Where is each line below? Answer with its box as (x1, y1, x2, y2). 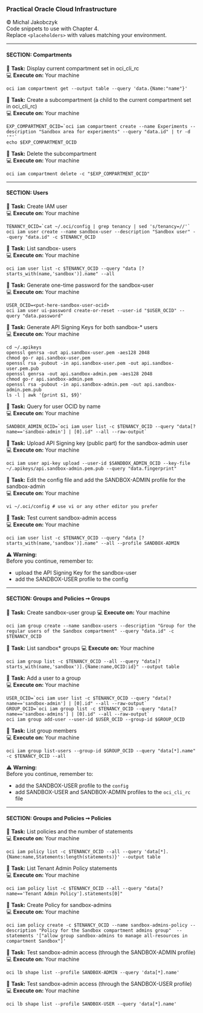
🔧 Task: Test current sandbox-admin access (6, 514, 117, 521)
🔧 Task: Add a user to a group (6, 674, 82, 681)
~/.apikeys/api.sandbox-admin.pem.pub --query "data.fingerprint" (6, 466, 177, 472)
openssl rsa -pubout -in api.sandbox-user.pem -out (6, 360, 139, 366)
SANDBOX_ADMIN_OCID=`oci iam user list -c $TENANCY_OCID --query (6, 423, 174, 429)
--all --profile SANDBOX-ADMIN (100, 540, 180, 546)
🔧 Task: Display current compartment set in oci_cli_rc (6, 64, 140, 72)
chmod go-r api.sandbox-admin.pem (6, 376, 94, 382)
